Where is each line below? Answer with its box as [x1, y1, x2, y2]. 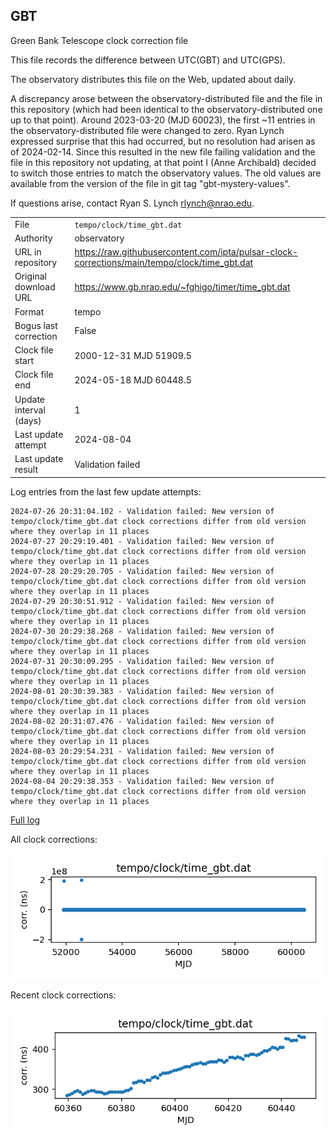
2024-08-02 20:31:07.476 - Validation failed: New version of [10, 716, 275, 726]
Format [14, 305, 45, 318]
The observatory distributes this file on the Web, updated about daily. [10, 73, 297, 85]
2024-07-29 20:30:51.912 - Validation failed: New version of [10, 596, 275, 606]
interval [14, 404, 46, 416]
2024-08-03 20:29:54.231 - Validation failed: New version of [10, 746, 275, 756]
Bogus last [14, 319, 58, 331]
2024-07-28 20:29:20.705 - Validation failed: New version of [10, 566, 275, 576]
